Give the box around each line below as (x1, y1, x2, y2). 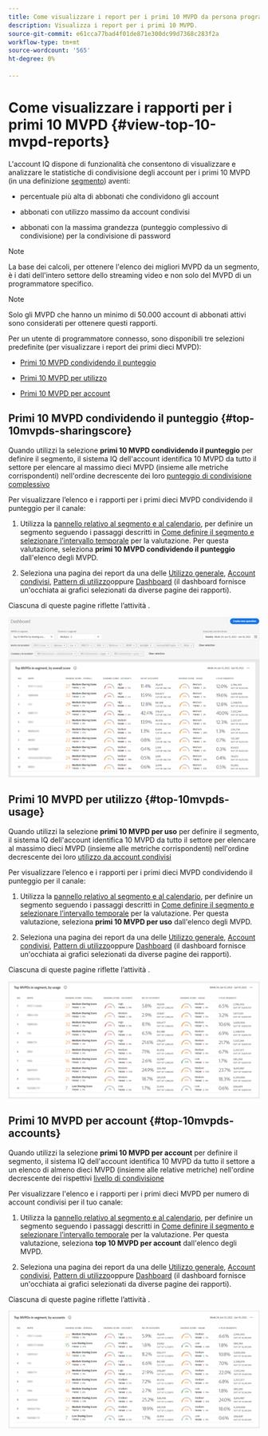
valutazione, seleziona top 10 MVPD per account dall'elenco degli (19, 1238, 238, 1248)
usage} (8, 805, 45, 819)
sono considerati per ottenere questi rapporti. (8, 318, 158, 327)
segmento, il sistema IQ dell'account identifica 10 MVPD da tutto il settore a (8, 1156, 255, 1165)
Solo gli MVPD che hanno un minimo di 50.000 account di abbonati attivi (8, 310, 246, 319)
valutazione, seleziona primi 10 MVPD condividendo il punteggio (19, 544, 235, 554)
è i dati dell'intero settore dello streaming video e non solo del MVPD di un (8, 270, 252, 279)
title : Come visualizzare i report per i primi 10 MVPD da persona (8, 13, 238, 21)
